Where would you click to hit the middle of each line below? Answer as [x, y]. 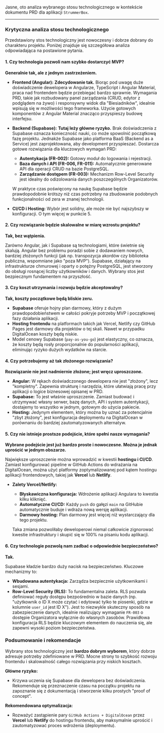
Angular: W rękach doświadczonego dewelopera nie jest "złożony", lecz [85, 381]
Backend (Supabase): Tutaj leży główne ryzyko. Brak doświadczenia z [84, 128]
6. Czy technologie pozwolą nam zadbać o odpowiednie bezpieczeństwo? [82, 546]
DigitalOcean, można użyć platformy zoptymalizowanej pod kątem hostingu [81, 470]
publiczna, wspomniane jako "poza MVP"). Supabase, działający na [73, 261]
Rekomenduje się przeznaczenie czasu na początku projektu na [76, 686]
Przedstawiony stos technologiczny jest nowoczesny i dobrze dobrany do [79, 40]
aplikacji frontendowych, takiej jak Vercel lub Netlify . [58, 475]
